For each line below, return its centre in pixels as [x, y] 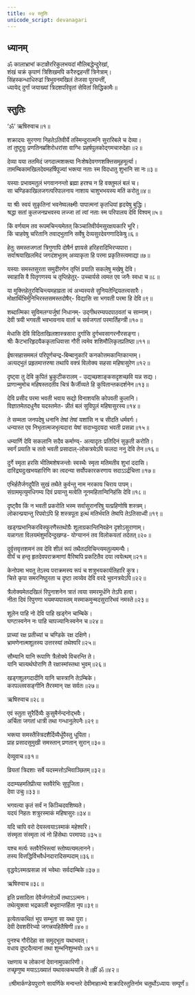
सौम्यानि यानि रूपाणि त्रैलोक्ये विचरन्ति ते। [51, 657]
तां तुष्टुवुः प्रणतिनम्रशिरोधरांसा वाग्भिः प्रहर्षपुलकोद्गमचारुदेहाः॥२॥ [75, 148]
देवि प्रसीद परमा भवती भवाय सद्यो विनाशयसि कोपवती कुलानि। [73, 398]
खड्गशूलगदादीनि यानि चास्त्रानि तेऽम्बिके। [52, 678]
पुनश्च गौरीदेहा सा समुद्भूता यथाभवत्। [48, 941]
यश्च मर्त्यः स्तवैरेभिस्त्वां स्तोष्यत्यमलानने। [51, 848]
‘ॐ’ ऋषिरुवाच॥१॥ [29, 126]
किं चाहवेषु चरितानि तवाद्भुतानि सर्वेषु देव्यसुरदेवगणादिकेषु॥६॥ [73, 234]
